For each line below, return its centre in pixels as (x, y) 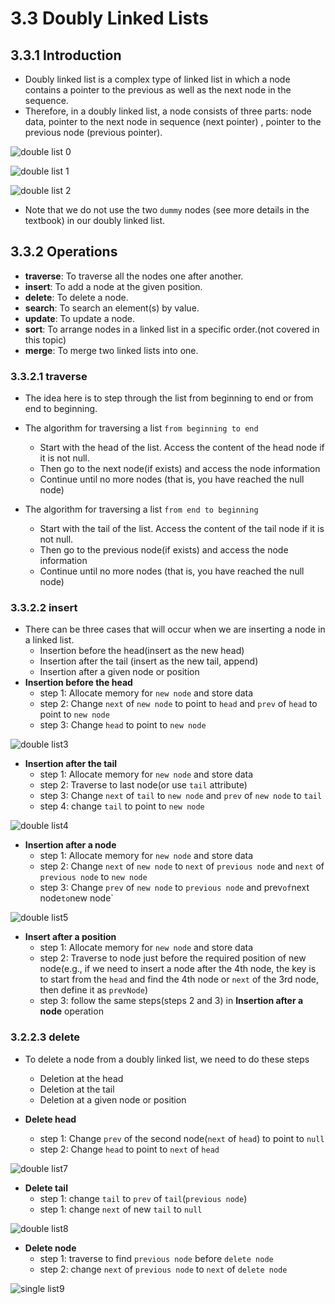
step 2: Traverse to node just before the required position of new (173, 958)
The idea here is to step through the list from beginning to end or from (169, 398)
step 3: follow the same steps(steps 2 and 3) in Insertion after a (171, 1001)
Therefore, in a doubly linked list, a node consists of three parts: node (168, 111)
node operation (71, 1011)
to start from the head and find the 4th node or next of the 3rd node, (179, 979)
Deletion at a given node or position (113, 1099)
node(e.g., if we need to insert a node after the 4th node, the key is (178, 969)
